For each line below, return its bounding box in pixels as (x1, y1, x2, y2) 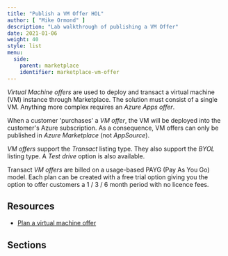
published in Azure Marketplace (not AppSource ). (7, 130, 150, 140)
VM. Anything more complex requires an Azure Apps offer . (7, 103, 175, 111)
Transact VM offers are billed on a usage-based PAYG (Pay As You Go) (7, 165, 210, 174)
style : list (7, 43, 42, 50)
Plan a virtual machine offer (17, 219, 97, 227)
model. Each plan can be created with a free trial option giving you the (7, 172, 209, 181)
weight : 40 (7, 36, 39, 43)
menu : (7, 50, 23, 57)
